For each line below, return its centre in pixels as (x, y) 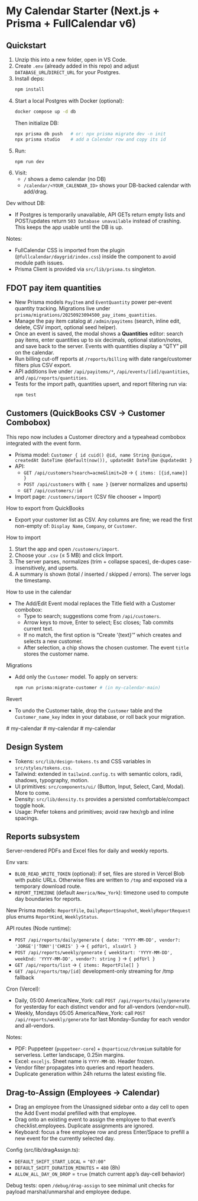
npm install (29, 90)
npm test (25, 395)
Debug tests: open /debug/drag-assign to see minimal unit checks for (90, 1186)
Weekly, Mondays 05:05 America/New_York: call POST (80, 1013)
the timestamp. (33, 580)
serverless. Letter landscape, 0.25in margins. (70, 1055)
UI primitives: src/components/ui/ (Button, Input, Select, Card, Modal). (100, 786)
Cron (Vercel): (23, 989)
